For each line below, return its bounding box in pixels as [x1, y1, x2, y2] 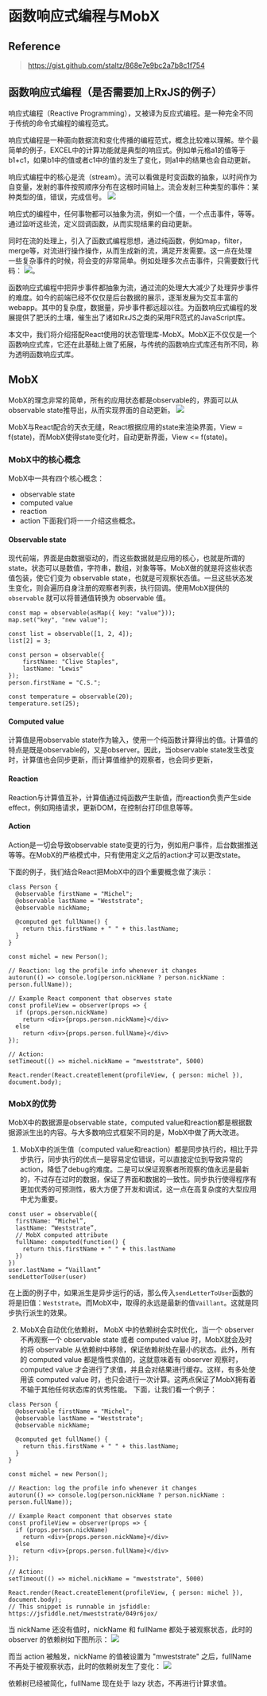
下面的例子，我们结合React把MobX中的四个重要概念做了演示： [8, 866, 214, 877]
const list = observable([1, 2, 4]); [8, 630, 133, 638]
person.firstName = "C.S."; [8, 679, 102, 687]
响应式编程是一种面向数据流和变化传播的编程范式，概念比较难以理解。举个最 [8, 135, 259, 144]
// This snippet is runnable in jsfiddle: [8, 1603, 151, 1611]
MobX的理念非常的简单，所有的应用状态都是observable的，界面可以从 [8, 395, 238, 405]
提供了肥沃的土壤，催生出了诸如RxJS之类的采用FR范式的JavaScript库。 [14, 312, 250, 322]
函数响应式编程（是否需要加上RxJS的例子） [8, 85, 222, 100]
